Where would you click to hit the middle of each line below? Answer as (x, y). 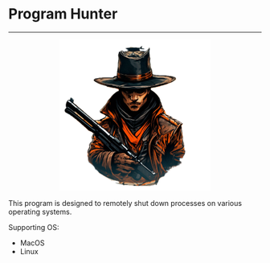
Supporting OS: (34, 227)
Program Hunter (63, 14)
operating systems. (40, 212)
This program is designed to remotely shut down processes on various (125, 203)
